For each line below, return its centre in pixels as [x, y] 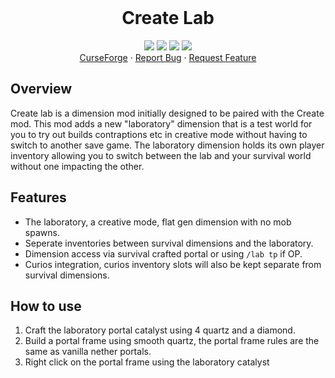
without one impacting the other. [77, 166]
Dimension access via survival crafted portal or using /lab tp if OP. [163, 253]
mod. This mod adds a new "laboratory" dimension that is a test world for [161, 123]
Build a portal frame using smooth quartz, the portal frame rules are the [172, 341]
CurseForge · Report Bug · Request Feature [168, 57]
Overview [41, 89]
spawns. [42, 232]
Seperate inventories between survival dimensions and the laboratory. [169, 243]
